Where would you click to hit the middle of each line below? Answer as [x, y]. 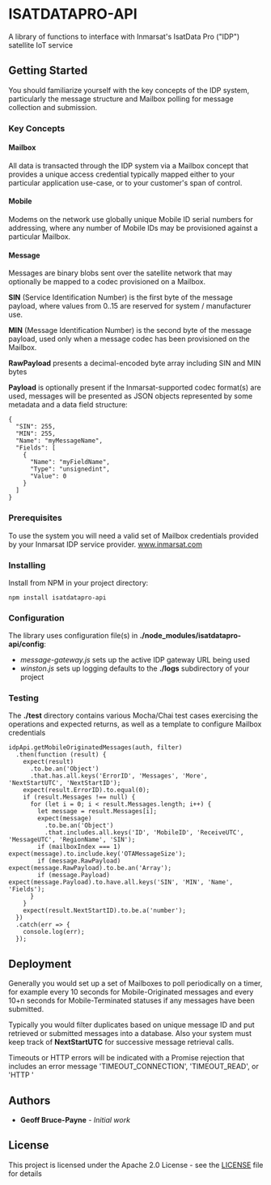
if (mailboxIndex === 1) [79, 847]
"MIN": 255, [36, 434]
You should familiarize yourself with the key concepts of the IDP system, [129, 90]
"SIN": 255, [36, 427]
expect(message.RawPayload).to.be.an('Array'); [90, 868]
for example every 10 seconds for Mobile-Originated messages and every [131, 992]
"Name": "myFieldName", [70, 462]
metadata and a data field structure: [68, 405]
